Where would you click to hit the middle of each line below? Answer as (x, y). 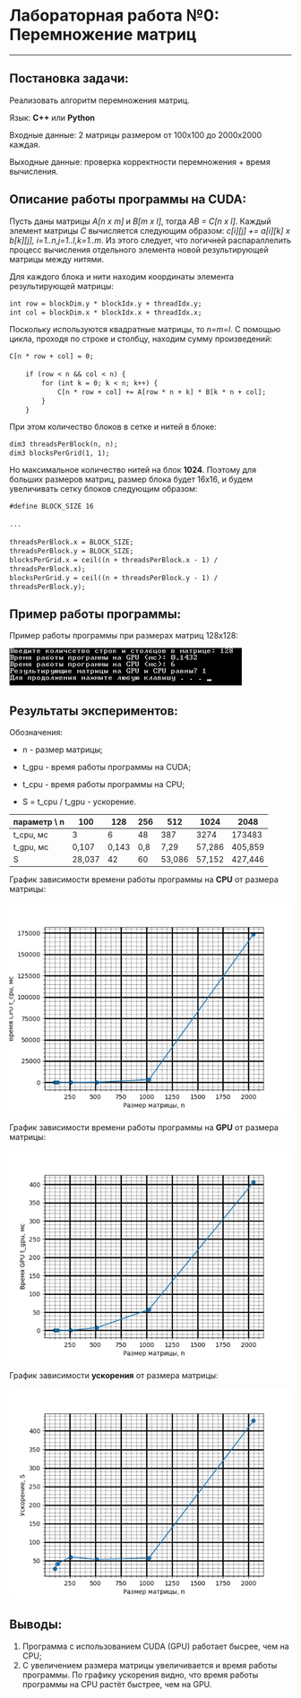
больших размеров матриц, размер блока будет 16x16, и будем (131, 479)
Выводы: (36, 1625)
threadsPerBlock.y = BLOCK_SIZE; (72, 551)
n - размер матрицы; (62, 750)
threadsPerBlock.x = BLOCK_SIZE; (72, 542)
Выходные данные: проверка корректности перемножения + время (140, 161)
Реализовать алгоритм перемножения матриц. (99, 100)
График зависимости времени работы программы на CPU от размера (144, 879)
